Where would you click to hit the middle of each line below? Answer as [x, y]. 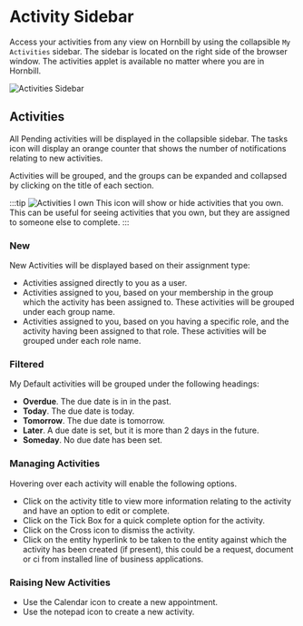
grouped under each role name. [82, 341]
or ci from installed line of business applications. [113, 559]
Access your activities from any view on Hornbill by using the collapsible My [150, 42]
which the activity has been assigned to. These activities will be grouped [158, 302]
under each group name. [69, 312]
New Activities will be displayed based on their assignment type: [130, 266]
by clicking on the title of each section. [82, 185]
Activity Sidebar [72, 17]
